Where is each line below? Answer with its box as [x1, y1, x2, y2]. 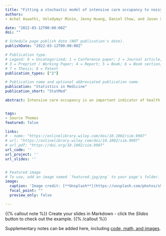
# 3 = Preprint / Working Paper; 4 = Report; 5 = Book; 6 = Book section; [5, 61, 163, 67]
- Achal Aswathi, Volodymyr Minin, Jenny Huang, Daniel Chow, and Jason [5, 16, 158, 21]
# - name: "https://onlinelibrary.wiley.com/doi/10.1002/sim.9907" [5, 134, 147, 139]
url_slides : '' [5, 157, 37, 161]
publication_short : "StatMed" [5, 89, 68, 94]
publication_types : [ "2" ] [5, 71, 58, 76]
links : [5, 129, 19, 134]
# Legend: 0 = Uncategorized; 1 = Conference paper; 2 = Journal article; [5, 57, 163, 62]
